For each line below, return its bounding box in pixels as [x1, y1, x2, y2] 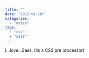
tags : [5, 25, 16, 30]
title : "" [5, 7, 25, 12]
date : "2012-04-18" [5, 12, 45, 16]
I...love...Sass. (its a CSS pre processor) [5, 47, 85, 53]
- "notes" [9, 20, 29, 26]
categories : [5, 16, 29, 21]
